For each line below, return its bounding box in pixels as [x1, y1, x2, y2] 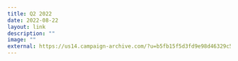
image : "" [7, 36, 37, 43]
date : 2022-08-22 [7, 17, 59, 24]
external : [7, 43, 37, 50]
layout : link [7, 23, 46, 30]
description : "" [7, 29, 55, 37]
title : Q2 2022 [7, 10, 52, 18]
